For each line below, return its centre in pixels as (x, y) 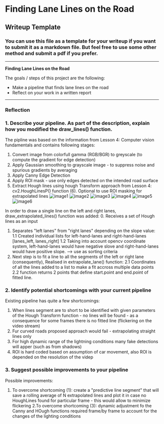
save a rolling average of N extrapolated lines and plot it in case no (79, 395)
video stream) (26, 326)
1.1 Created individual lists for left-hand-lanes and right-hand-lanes (79, 236)
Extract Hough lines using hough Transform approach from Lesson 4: (82, 186)
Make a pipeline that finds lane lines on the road (60, 87)
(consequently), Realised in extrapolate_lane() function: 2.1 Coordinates (84, 262)
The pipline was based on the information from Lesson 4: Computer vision (80, 140)
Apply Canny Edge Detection (41, 175)
